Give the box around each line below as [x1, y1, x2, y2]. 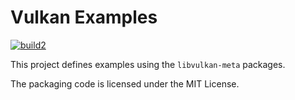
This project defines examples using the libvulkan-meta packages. [10, 58, 286, 70]
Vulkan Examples [10, 6, 158, 29]
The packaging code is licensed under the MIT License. [10, 77, 240, 90]
